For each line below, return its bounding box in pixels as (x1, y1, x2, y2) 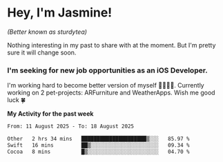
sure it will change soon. (7, 48, 77, 57)
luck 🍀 (7, 96, 26, 104)
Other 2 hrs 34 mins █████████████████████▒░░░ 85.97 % (7, 136, 190, 143)
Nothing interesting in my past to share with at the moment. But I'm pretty (7, 41, 216, 49)
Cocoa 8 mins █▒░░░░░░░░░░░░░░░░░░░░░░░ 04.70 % (7, 148, 190, 155)
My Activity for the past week (7, 110, 94, 118)
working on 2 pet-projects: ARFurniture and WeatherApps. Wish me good (7, 88, 215, 97)
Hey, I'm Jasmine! (7, 5, 113, 21)
